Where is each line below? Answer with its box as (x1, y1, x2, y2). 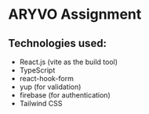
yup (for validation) (19, 82, 82, 91)
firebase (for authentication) (19, 91, 111, 99)
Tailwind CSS (19, 99, 63, 108)
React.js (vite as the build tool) (19, 57, 118, 66)
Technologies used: (8, 37, 107, 50)
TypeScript (19, 66, 56, 75)
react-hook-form (19, 74, 74, 83)
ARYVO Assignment (8, 5, 142, 23)
